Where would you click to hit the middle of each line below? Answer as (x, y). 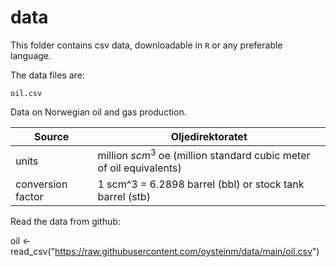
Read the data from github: (65, 222)
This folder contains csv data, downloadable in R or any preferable (146, 45)
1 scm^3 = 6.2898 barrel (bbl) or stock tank (201, 184)
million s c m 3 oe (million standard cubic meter (204, 154)
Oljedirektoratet (209, 136)
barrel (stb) (124, 197)
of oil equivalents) (139, 168)
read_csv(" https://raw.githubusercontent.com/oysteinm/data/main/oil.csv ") (165, 252)
